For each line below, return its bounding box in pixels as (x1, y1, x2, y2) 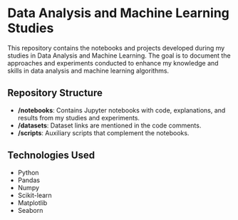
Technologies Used (7, 150, 95, 162)
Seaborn (17, 206, 43, 214)
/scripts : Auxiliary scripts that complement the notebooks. (17, 128, 190, 137)
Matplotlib (17, 198, 48, 207)
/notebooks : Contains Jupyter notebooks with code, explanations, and (17, 105, 226, 115)
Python (17, 168, 39, 177)
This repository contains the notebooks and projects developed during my (7, 43, 225, 52)
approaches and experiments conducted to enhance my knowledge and (7, 58, 219, 67)
